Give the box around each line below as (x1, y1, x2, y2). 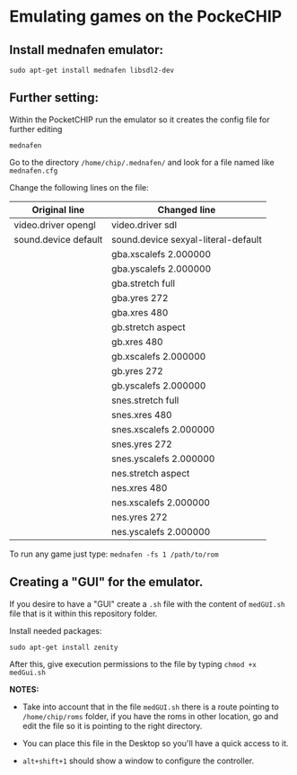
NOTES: (9, 683, 39, 694)
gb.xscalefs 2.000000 (111, 350, 206, 362)
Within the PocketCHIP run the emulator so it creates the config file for (9, 114, 270, 125)
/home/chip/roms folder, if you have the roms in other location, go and (22, 710, 279, 721)
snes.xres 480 (111, 408, 172, 421)
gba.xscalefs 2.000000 (111, 247, 212, 260)
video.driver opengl (13, 218, 96, 231)
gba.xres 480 (111, 306, 169, 318)
